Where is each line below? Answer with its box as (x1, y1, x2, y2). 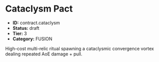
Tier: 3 (12, 30, 27, 36)
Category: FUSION (12, 36, 52, 42)
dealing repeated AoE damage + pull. (5, 51, 82, 57)
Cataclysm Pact (5, 3, 73, 15)
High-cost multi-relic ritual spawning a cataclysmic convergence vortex (5, 45, 154, 51)
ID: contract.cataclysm (12, 20, 60, 26)
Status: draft (12, 25, 39, 31)
